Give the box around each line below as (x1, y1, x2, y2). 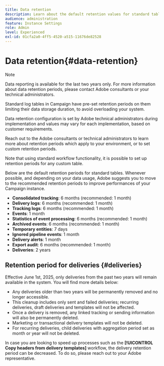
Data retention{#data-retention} (5, 56, 138, 66)
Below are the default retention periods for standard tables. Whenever (5, 170, 146, 176)
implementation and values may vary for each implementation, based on (5, 121, 150, 127)
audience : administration (5, 16, 58, 21)
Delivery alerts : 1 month (12, 237, 61, 242)
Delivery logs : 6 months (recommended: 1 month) (12, 200, 113, 206)
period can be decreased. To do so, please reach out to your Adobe (5, 350, 142, 356)
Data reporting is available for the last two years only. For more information (5, 81, 156, 87)
